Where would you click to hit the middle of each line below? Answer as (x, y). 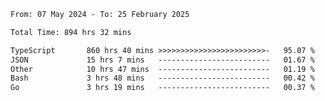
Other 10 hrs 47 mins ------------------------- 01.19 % (162, 69)
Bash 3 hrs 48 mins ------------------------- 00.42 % (162, 78)
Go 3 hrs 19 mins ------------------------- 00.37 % (162, 88)
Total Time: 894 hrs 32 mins (71, 32)
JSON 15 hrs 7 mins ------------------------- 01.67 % (162, 60)
